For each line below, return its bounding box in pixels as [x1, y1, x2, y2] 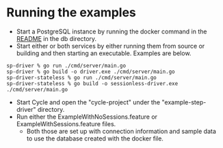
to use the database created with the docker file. [26, 134, 163, 143]
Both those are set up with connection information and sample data [26, 127, 217, 135]
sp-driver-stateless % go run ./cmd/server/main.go [6, 74, 157, 81]
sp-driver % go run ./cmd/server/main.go [6, 62, 127, 69]
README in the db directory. [16, 34, 97, 42]
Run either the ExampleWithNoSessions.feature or [16, 113, 158, 121]
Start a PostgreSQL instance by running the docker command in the [16, 27, 207, 35]
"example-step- [161, 98, 207, 106]
